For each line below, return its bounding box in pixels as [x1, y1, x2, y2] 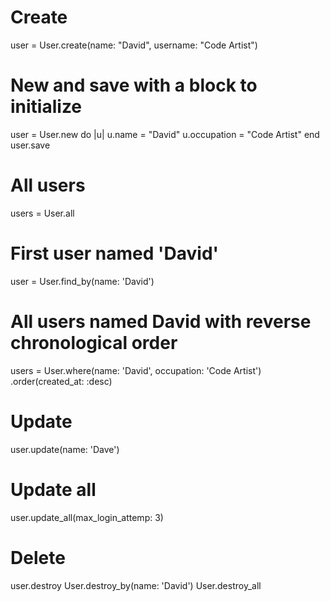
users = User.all [10, 207, 75, 219]
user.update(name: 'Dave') [10, 443, 120, 455]
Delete [10, 546, 66, 569]
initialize [10, 96, 83, 118]
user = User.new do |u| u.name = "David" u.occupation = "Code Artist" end [10, 128, 320, 140]
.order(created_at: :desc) [10, 375, 113, 387]
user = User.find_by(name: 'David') [10, 275, 155, 287]
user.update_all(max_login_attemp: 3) [10, 511, 164, 523]
